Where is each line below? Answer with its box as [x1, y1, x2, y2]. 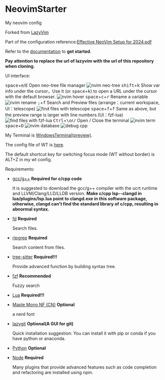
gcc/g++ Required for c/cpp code [12, 175, 82, 181]
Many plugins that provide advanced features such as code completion [12, 364, 157, 370]
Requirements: [5, 166, 34, 172]
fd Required [12, 215, 37, 221]
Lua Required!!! [12, 292, 45, 298]
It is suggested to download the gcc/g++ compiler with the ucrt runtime [12, 185, 158, 191]
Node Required [12, 354, 44, 360]
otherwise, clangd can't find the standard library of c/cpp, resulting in [12, 201, 159, 207]
